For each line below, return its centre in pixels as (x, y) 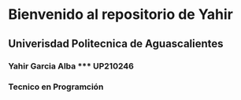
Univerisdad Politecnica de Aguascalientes (116, 44)
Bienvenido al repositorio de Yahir (121, 15)
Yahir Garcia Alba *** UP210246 (71, 66)
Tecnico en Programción (56, 87)
